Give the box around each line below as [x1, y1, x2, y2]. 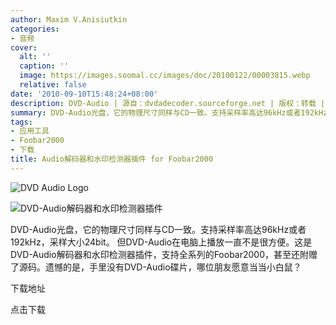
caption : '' [19, 61, 70, 71]
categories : [10, 24, 60, 34]
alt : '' [19, 52, 52, 62]
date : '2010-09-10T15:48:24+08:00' [10, 89, 159, 99]
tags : [10, 117, 33, 127]
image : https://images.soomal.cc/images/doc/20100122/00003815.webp [19, 71, 311, 81]
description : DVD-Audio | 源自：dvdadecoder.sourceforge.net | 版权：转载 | [10, 98, 326, 108]
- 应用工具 [10, 126, 50, 136]
